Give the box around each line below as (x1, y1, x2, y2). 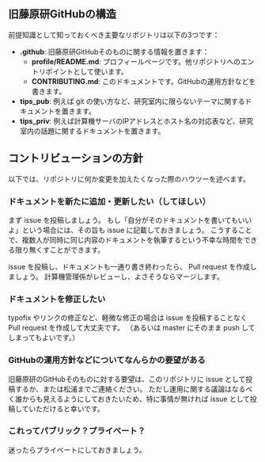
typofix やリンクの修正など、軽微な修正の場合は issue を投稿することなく (8, 313, 248, 323)
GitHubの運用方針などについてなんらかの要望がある (8, 355, 206, 366)
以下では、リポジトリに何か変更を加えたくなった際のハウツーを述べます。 (8, 174, 251, 184)
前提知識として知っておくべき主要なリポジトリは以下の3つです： (8, 30, 220, 40)
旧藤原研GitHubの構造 (8, 7, 117, 21)
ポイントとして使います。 (45, 67, 128, 76)
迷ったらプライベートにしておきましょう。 (8, 445, 146, 454)
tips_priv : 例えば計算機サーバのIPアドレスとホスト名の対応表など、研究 (19, 116, 254, 125)
